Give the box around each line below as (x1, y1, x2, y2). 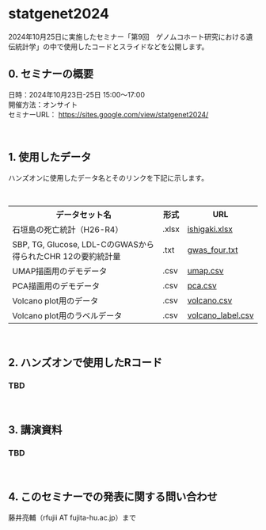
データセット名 (55, 209, 112, 220)
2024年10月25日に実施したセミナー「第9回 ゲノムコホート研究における (8, 32, 247, 41)
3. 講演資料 (8, 423, 63, 437)
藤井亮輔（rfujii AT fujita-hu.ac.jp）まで (8, 513, 137, 522)
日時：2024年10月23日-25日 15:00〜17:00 (8, 90, 145, 99)
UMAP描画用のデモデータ (12, 265, 108, 276)
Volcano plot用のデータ (12, 295, 99, 306)
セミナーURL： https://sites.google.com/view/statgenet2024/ (8, 109, 209, 119)
